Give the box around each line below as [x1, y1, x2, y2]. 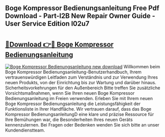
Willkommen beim [123, 64, 161, 69]
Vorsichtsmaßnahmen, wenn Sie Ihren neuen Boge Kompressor [5, 90, 135, 96]
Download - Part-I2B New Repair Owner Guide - [5, 12, 156, 20]
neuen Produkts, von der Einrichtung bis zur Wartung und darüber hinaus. [5, 80, 157, 85]
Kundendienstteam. [5, 127, 45, 133]
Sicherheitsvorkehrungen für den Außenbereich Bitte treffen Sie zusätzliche [5, 85, 161, 91]
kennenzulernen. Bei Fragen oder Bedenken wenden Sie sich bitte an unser [5, 122, 160, 128]
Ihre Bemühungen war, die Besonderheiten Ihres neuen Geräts [5, 117, 133, 123]
